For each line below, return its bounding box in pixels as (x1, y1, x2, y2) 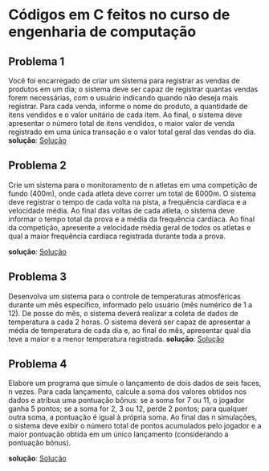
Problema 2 (8, 159, 67, 173)
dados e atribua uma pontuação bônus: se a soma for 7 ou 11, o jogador (8, 396, 245, 405)
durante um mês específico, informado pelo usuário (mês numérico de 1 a (8, 299, 253, 310)
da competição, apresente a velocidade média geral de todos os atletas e (8, 222, 251, 232)
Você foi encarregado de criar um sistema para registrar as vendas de (8, 76, 241, 85)
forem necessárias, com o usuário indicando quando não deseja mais (8, 93, 238, 102)
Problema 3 (8, 270, 67, 284)
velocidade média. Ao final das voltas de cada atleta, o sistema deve (8, 205, 235, 215)
